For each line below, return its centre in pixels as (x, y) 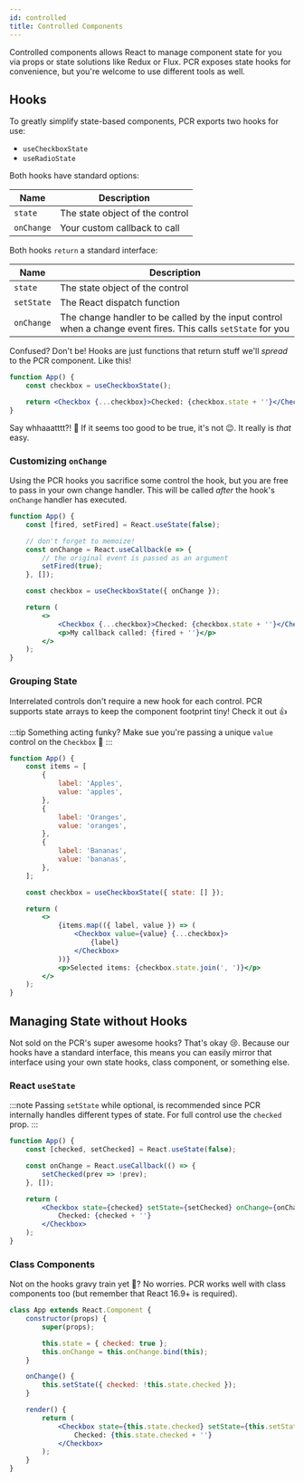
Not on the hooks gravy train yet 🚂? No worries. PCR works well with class (148, 1284)
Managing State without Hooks (99, 1021)
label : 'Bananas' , (92, 851)
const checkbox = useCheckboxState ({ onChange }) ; (123, 591)
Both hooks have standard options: (75, 176)
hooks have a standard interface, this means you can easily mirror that (141, 1052)
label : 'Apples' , (90, 784)
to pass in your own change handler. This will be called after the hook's (142, 491)
